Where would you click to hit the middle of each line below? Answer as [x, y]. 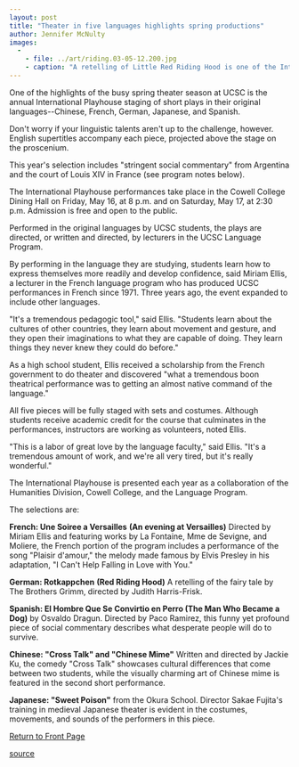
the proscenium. [39, 147]
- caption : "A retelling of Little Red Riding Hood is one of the [151, 68]
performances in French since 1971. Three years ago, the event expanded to [149, 292]
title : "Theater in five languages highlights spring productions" [137, 26]
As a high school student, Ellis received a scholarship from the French [137, 364]
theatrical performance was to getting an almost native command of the [141, 383]
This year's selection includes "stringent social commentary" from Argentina [149, 165]
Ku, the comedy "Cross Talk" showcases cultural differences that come [140, 664]
